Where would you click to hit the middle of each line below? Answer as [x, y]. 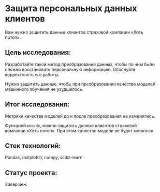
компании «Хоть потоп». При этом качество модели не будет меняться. [80, 130]
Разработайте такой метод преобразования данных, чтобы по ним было [80, 64]
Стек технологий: [33, 146]
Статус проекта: [31, 173]
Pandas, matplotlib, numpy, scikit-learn [44, 158]
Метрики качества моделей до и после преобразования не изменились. [80, 116]
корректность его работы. [32, 74]
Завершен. [16, 184]
